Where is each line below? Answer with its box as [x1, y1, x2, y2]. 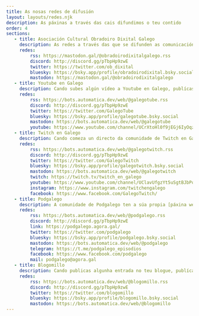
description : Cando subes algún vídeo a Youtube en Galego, [19, 86, 171, 92]
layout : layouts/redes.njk [6, 14, 73, 20]
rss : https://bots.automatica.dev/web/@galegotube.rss [30, 97, 168, 103]
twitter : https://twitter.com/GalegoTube [30, 108, 134, 114]
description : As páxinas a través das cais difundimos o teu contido [6, 20, 182, 25]
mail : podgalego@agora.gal [30, 257, 97, 263]
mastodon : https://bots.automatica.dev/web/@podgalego [30, 240, 168, 246]
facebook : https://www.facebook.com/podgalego [30, 251, 147, 257]
